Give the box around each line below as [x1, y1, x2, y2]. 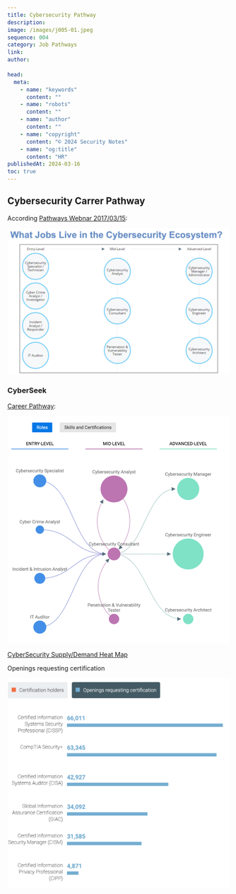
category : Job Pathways [7, 41, 78, 49]
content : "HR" [25, 153, 69, 161]
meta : [13, 79, 30, 86]
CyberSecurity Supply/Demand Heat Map [7, 651, 129, 659]
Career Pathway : [7, 402, 57, 410]
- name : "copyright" [20, 131, 81, 138]
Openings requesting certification [7, 664, 105, 673]
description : [7, 18, 46, 26]
